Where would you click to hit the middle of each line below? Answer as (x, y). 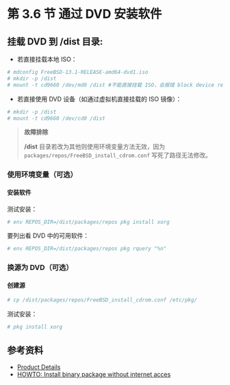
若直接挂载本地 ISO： (47, 59)
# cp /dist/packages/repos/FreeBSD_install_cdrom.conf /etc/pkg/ (102, 300)
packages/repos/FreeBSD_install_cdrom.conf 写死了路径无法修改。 (118, 156)
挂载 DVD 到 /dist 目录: (55, 41)
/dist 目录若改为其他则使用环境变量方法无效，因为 (94, 147)
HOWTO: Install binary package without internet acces (94, 374)
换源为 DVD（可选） (40, 268)
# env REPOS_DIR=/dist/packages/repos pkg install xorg (88, 222)
